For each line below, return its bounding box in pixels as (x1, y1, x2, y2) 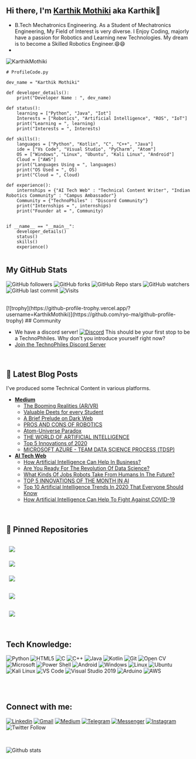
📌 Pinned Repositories (6, 524, 89, 535)
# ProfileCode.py (6, 69, 49, 75)
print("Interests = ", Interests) (16, 126, 101, 132)
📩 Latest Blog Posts (6, 370, 78, 379)
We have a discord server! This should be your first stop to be (14, 328, 190, 335)
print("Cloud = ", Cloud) (16, 172, 80, 178)
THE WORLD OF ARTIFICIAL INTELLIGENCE (23, 434, 130, 441)
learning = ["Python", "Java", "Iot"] (16, 110, 111, 116)
